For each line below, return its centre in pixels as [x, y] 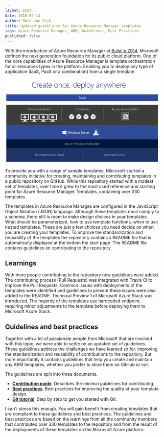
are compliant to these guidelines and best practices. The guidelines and [78, 414]
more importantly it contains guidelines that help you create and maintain [79, 360]
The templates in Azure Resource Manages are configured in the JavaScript [82, 206]
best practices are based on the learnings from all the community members [81, 419]
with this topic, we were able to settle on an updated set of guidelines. [76, 344]
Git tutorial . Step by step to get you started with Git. [64, 399]
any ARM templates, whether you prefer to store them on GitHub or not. [77, 364]
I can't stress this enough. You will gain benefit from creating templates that [81, 409]
